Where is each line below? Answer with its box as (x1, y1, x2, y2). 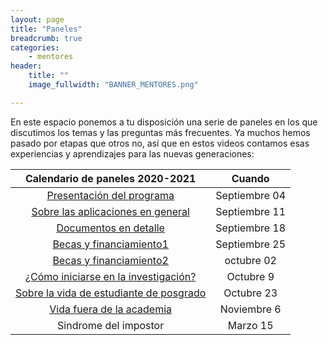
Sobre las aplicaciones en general (31, 204, 190, 218)
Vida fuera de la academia (49, 302, 173, 316)
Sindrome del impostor (57, 318, 165, 332)
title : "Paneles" (10, 24, 83, 34)
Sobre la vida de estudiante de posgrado (15, 286, 207, 300)
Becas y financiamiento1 (52, 237, 169, 251)
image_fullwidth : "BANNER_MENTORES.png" (28, 80, 199, 90)
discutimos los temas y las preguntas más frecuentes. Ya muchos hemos (10, 126, 311, 138)
